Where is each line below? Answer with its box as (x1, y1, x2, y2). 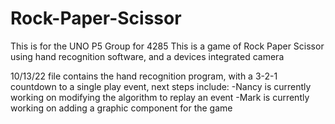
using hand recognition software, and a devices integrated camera (10, 50, 285, 62)
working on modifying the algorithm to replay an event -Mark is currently (10, 91, 310, 103)
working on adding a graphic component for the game (10, 102, 233, 114)
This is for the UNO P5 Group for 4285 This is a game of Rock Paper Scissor (10, 40, 325, 52)
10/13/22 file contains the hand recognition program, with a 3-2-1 (10, 70, 278, 82)
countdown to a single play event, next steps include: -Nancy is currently (10, 80, 312, 92)
